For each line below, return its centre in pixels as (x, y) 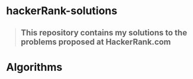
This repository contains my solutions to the (104, 33)
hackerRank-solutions (62, 11)
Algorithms (34, 67)
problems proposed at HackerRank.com (96, 42)
